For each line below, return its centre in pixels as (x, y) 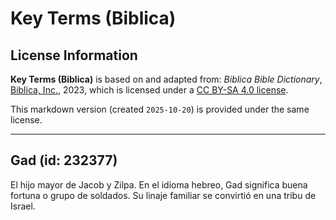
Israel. (23, 206)
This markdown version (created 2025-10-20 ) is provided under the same (160, 109)
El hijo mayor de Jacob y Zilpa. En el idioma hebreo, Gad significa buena (159, 184)
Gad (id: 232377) (64, 160)
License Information (74, 55)
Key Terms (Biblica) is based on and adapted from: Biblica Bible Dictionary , (166, 79)
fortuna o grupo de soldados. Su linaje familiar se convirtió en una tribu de (163, 195)
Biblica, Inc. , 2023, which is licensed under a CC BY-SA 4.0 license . (149, 90)
